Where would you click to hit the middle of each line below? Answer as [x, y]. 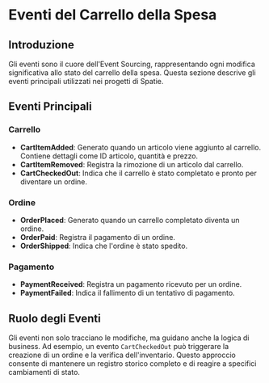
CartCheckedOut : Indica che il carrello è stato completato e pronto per [138, 173]
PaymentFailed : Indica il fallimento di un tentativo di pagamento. [128, 293]
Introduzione [42, 45]
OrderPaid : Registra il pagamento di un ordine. [98, 237]
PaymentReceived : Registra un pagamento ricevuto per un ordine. [131, 284]
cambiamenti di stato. [44, 372]
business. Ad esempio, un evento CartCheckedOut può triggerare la [119, 347]
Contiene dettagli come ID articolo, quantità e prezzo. [109, 156]
